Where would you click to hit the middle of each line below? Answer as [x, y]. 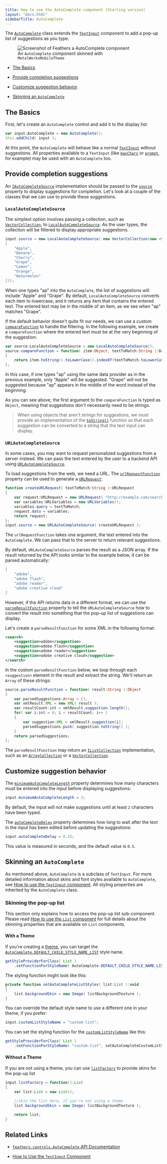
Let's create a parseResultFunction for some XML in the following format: [80, 628]
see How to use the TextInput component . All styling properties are [74, 884]
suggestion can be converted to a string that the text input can [81, 425]
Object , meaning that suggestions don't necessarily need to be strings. [78, 405]
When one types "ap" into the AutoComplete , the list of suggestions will [77, 290]
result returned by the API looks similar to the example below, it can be [77, 555]
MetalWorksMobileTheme [41, 58]
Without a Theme [23, 1057]
